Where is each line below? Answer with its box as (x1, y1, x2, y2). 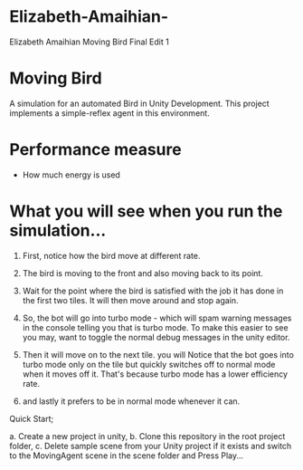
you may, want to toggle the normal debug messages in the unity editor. (22, 331, 290, 342)
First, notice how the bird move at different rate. (22, 250, 201, 261)
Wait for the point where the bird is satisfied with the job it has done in (22, 285, 284, 296)
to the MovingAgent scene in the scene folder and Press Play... (9, 450, 244, 461)
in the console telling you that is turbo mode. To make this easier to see (22, 321, 289, 332)
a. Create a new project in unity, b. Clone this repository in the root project (9, 430, 286, 441)
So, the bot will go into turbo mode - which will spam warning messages (22, 312, 292, 323)
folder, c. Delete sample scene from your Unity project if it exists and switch (9, 440, 292, 451)
